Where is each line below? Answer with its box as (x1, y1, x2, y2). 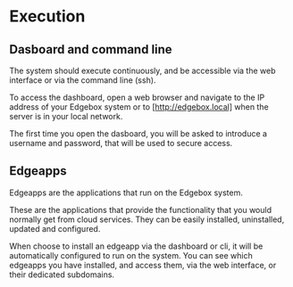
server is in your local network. (9, 111, 123, 121)
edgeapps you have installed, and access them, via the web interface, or (9, 259, 277, 270)
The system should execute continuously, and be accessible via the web (9, 65, 276, 76)
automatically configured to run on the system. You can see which (9, 250, 253, 260)
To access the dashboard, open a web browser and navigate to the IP (9, 92, 265, 102)
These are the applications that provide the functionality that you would (9, 204, 272, 215)
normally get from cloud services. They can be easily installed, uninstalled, (9, 214, 285, 225)
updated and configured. (9, 223, 101, 234)
